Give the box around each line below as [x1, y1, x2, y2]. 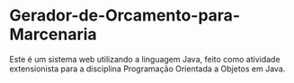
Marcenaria [9, 24, 97, 45]
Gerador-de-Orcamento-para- [9, 5, 241, 26]
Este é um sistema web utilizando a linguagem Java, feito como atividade [9, 54, 281, 64]
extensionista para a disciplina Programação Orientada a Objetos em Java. [9, 63, 286, 74]
